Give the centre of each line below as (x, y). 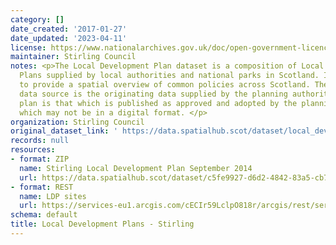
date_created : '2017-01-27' (69, 29)
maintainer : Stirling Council (73, 57)
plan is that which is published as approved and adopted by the (158, 103)
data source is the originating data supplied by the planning (153, 94)
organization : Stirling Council (77, 122)
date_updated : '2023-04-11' (69, 38)
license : (28, 47)
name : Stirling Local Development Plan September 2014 (136, 168)
